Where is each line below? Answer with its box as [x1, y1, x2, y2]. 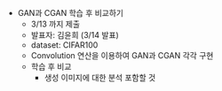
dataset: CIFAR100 [30, 40, 99, 50]
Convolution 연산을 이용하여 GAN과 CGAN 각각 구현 [30, 50, 214, 60]
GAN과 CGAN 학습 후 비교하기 [17, 8, 124, 18]
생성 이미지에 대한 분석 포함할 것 [44, 72, 156, 82]
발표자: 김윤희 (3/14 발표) [30, 30, 120, 40]
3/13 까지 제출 [30, 19, 81, 29]
